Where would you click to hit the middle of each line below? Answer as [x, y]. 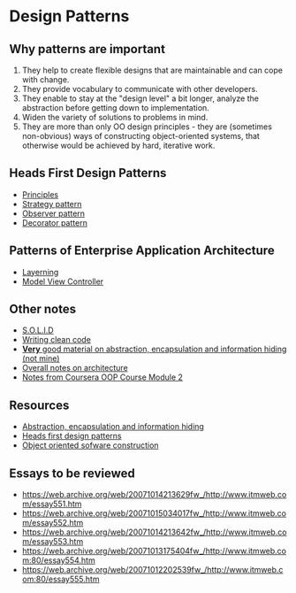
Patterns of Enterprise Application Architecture [142, 251]
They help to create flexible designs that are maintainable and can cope [152, 70]
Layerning [40, 272]
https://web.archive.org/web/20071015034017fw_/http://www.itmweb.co [154, 513]
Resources [39, 405]
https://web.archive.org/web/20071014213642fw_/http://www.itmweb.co [154, 532]
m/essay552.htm [53, 523]
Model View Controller [63, 281]
